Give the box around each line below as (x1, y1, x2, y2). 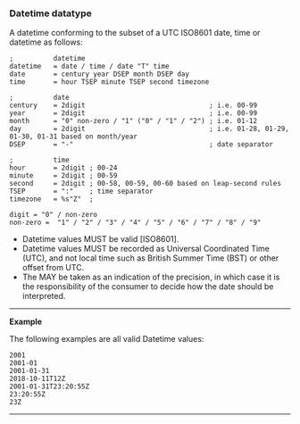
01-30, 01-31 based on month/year (9, 132, 138, 141)
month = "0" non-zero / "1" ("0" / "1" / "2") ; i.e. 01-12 (9, 117, 257, 126)
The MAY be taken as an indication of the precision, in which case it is (21, 271, 280, 283)
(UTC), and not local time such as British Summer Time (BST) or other (21, 253, 279, 263)
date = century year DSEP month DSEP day (9, 70, 190, 79)
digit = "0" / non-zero (9, 211, 98, 220)
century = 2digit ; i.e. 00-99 (9, 101, 257, 110)
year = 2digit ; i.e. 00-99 (9, 109, 257, 118)
